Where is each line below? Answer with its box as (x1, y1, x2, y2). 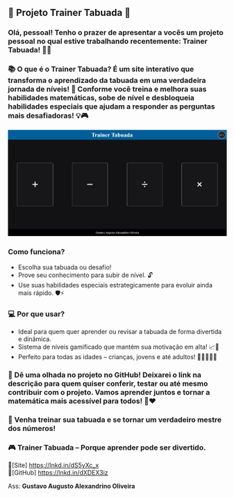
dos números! (8, 423, 56, 433)
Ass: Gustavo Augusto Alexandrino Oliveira (8, 482, 135, 491)
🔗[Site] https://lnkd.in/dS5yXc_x (8, 461, 99, 470)
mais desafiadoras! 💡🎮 (8, 111, 89, 120)
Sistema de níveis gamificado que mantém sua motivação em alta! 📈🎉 (17, 342, 219, 352)
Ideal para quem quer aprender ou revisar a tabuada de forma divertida (17, 328, 222, 336)
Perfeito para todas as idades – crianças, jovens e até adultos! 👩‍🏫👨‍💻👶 (17, 353, 217, 361)
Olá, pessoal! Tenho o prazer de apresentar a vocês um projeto (8, 28, 224, 38)
